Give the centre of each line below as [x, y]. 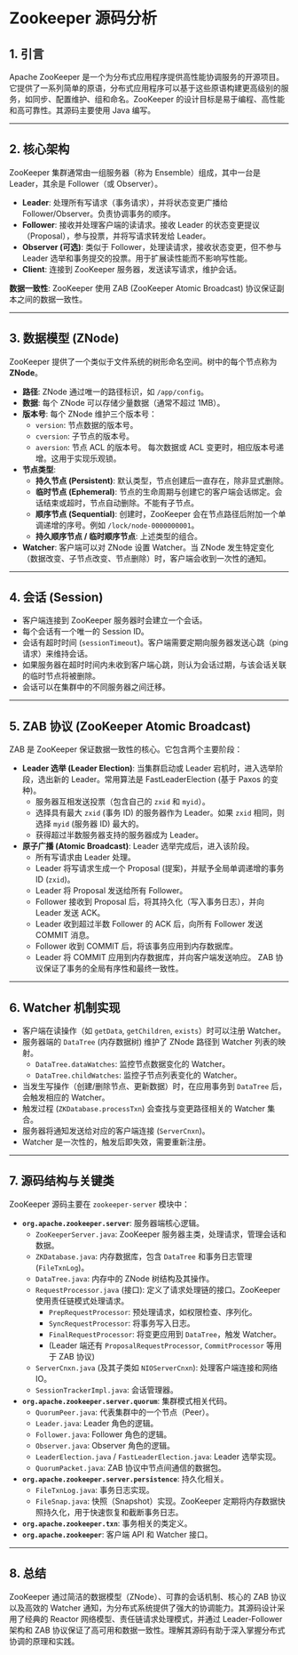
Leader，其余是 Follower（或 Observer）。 [86, 183]
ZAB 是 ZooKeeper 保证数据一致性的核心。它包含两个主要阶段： [126, 749]
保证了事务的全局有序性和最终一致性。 [113, 969]
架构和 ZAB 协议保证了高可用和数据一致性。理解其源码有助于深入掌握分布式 [147, 1630]
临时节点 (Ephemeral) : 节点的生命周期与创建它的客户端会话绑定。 [155, 491]
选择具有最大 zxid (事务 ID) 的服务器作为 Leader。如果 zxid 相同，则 [160, 813]
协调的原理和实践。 [44, 1641]
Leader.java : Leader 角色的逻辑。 [97, 1423]
